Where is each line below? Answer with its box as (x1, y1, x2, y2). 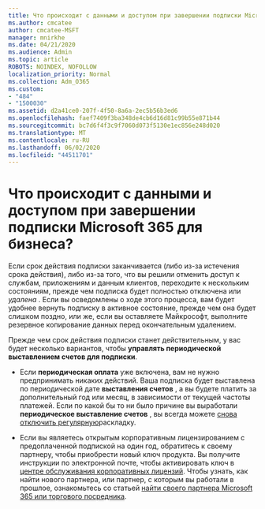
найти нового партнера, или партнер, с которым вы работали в (19, 475, 234, 485)
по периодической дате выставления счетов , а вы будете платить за (19, 384, 257, 394)
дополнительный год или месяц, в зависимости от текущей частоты (19, 392, 251, 402)
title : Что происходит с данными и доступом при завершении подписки (8, 11, 242, 20)
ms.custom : (8, 84, 44, 93)
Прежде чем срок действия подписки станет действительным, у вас (8, 335, 241, 345)
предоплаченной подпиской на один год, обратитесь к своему (19, 441, 233, 451)
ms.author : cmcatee (8, 19, 73, 27)
